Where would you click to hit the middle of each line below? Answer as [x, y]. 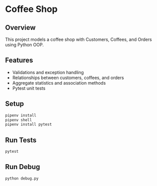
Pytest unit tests [29, 88]
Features [19, 60]
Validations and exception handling [48, 72]
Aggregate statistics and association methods [59, 83]
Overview [21, 28]
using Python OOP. [25, 45]
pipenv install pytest [28, 125]
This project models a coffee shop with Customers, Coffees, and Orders [78, 39]
